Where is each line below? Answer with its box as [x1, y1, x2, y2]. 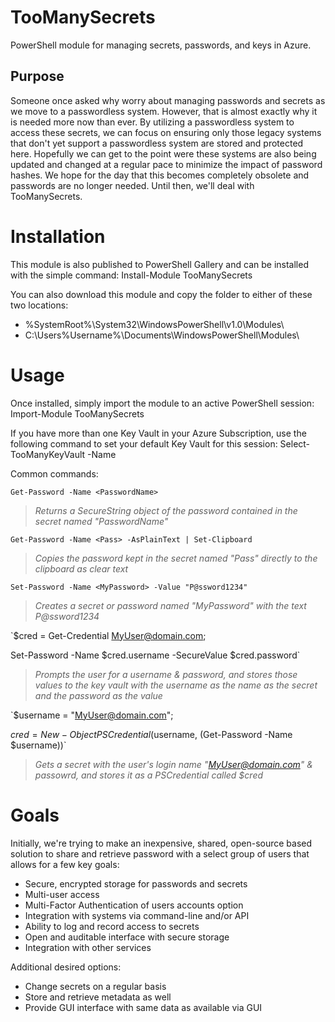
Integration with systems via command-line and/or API [24, 909, 250, 921]
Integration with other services [24, 941, 152, 953]
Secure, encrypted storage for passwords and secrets [24, 877, 248, 890]
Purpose [10, 68, 65, 85]
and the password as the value [34, 689, 163, 701]
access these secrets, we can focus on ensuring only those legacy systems [10, 126, 322, 138]
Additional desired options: [10, 961, 122, 973]
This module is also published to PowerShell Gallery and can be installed [10, 258, 309, 270]
